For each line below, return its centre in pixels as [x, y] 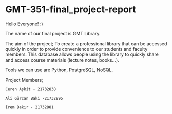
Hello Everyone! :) [24, 24]
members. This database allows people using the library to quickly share [82, 54]
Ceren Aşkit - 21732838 [31, 89]
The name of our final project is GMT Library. [53, 33]
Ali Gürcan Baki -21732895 [34, 98]
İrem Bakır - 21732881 [30, 107]
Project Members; [24, 80]
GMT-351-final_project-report [71, 9]
